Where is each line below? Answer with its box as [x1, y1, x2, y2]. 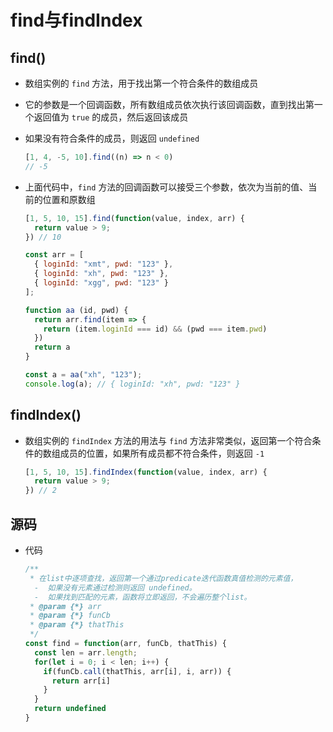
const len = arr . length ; [34, 647, 138, 658]
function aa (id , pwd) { [24, 305, 129, 315]
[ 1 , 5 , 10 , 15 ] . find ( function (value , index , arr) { [24, 213, 245, 223]
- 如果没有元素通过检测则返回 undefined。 [34, 582, 197, 593]
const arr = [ [24, 250, 84, 260]
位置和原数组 [42, 193, 96, 205]
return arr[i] [51, 676, 111, 686]
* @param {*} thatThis [29, 620, 125, 630]
